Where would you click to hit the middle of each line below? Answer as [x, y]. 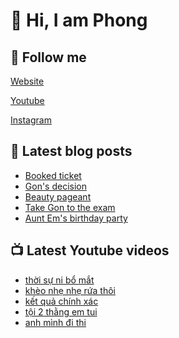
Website [27, 81]
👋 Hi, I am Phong [79, 20]
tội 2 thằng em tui [61, 311]
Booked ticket [53, 175]
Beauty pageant [58, 196]
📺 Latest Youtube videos [90, 250]
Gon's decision [56, 186]
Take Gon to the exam [70, 207]
